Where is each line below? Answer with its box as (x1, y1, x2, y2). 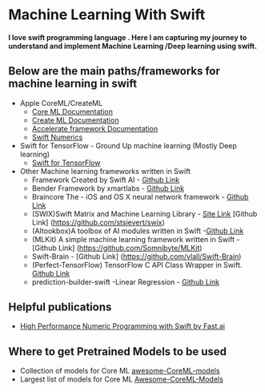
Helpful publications (8, 300, 112, 313)
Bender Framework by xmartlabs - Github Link (31, 183, 185, 193)
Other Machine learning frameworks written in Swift (19, 166, 191, 176)
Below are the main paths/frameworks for (8, 64, 220, 78)
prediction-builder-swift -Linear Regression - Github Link (31, 277, 220, 286)
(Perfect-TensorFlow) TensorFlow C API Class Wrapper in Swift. (31, 260, 243, 269)
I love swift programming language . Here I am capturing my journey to (8, 32, 247, 42)
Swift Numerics (31, 132, 83, 142)
